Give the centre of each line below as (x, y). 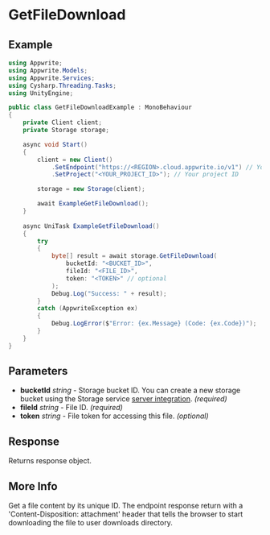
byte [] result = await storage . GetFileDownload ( (134, 256)
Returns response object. (50, 461)
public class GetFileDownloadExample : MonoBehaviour (100, 108)
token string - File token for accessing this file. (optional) (114, 416)
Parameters (38, 371)
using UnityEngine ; (41, 93)
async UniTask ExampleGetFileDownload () (91, 226)
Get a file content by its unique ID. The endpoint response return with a (126, 506)
